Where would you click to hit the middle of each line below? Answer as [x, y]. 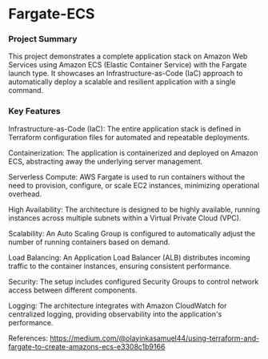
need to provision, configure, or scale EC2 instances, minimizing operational [134, 185]
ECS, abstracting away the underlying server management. [106, 161]
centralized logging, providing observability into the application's [115, 314]
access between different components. [73, 290]
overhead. [25, 194]
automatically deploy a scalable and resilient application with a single [122, 82]
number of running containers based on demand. [89, 242]
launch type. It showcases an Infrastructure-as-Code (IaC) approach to [126, 74]
